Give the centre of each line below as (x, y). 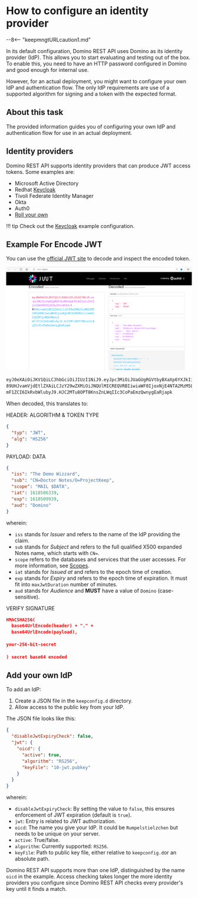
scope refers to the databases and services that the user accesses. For (100, 559)
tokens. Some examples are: (40, 171)
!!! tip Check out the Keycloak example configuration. (70, 226)
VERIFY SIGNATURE (30, 608)
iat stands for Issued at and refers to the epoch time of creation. (93, 572)
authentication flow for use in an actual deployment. (69, 133)
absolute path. (32, 859)
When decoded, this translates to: (47, 404)
